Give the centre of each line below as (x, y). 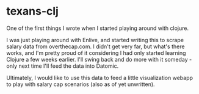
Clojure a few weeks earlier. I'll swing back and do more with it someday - (99, 59)
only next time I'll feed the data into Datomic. (63, 66)
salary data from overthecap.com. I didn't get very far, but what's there (96, 46)
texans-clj (33, 11)
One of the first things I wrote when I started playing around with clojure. (98, 28)
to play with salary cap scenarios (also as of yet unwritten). (81, 84)
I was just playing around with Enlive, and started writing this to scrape (95, 40)
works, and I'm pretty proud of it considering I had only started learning (96, 52)
